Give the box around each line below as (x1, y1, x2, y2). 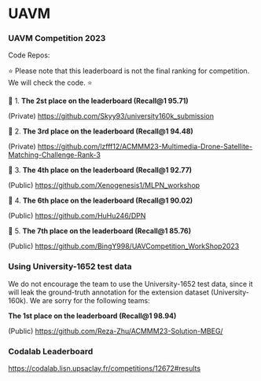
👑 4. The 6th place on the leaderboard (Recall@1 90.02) (8, 196, 193, 205)
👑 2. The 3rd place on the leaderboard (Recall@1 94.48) (8, 126, 194, 136)
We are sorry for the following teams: (29, 295, 151, 305)
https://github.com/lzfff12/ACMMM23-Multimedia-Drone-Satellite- (38, 142, 253, 152)
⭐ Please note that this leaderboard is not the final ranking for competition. (8, 66, 250, 75)
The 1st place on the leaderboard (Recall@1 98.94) (8, 311, 177, 321)
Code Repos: (8, 50, 50, 60)
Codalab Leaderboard (8, 346, 94, 357)
